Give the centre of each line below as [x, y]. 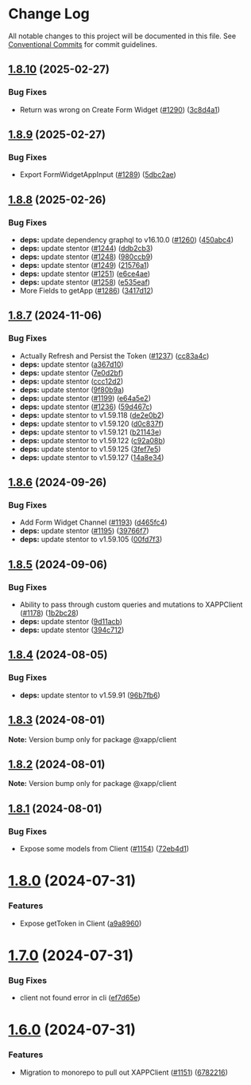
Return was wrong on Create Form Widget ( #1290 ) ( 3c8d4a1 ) [120, 109]
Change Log [49, 14]
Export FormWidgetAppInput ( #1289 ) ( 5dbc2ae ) [98, 175]
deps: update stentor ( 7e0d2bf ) [71, 372]
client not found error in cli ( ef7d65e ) [80, 998]
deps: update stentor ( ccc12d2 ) [71, 381]
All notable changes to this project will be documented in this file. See [122, 36]
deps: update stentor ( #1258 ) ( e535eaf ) [85, 282]
